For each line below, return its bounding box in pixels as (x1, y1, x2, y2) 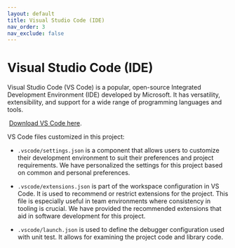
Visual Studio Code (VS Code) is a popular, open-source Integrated (7, 83, 201, 92)
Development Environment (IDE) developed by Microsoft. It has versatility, (7, 90, 221, 99)
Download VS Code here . (8, 119, 82, 128)
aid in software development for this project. (17, 212, 146, 221)
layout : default (7, 10, 55, 18)
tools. (7, 106, 24, 114)
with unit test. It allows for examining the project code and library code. (17, 233, 224, 242)
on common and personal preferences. (17, 169, 130, 177)
